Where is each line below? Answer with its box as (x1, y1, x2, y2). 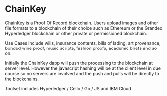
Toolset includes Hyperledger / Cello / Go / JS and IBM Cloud (5, 85, 131, 91)
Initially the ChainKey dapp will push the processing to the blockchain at (5, 60, 153, 66)
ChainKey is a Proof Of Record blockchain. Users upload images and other (5, 20, 158, 26)
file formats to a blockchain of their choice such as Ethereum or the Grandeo (5, 25, 163, 31)
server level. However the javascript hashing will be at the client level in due (5, 65, 161, 71)
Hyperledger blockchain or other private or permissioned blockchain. (5, 30, 147, 36)
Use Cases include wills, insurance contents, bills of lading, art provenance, (5, 40, 161, 46)
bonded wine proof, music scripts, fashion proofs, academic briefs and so (5, 45, 157, 51)
